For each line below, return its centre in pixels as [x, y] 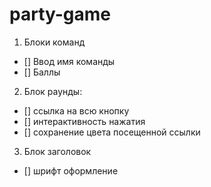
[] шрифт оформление [71, 170]
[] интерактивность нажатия [84, 121]
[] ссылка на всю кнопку [76, 110]
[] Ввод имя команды [69, 61]
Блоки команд [54, 42]
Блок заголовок [57, 151]
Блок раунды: [53, 91]
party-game [60, 14]
